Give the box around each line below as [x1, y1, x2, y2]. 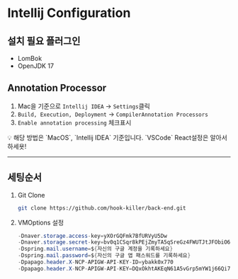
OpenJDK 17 [17, 62, 55, 70]
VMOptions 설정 [17, 218, 64, 227]
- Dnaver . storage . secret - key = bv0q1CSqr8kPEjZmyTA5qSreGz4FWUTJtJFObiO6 [17, 239, 231, 246]
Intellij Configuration [7, 5, 131, 21]
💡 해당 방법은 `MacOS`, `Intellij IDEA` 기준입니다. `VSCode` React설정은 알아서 [7, 133, 228, 142]
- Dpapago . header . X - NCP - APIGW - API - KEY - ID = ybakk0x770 [17, 258, 174, 266]
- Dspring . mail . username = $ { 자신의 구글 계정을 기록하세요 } [17, 246, 174, 253]
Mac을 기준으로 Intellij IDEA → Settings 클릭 [17, 101, 150, 110]
